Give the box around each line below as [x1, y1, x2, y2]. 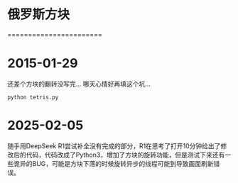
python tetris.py [7, 94, 59, 101]
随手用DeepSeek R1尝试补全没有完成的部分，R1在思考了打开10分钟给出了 [7, 141, 221, 150]
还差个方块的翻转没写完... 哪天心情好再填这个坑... [7, 79, 151, 88]
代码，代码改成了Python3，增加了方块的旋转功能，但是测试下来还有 [26, 150, 225, 159]
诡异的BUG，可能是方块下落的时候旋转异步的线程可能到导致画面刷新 [13, 159, 215, 167]
